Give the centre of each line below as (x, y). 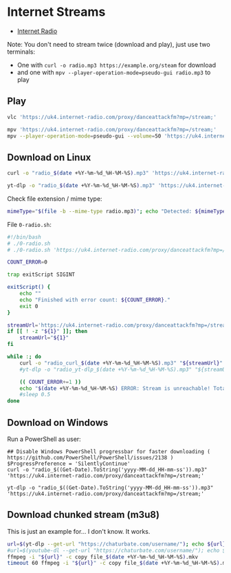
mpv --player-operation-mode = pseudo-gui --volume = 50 (84, 136)
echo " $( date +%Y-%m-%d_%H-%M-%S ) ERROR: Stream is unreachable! (115, 388)
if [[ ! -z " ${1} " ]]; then (47, 332)
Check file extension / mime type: (55, 198)
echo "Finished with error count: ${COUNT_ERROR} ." (95, 300)
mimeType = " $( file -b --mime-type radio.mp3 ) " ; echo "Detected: (100, 211)
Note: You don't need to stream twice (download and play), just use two (109, 44)
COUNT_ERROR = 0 (27, 262)
